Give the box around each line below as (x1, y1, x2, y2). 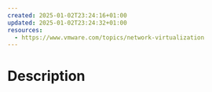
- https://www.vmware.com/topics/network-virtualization (14, 33, 205, 42)
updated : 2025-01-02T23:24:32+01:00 (7, 19, 127, 27)
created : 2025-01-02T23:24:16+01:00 (7, 11, 127, 20)
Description (7, 68, 86, 85)
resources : (7, 26, 43, 34)
